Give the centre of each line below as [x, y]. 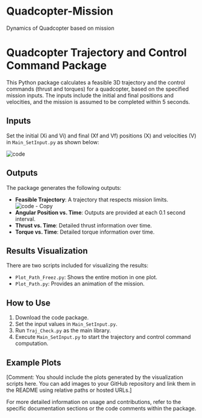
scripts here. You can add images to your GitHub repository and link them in [101, 383]
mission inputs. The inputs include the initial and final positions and [90, 95]
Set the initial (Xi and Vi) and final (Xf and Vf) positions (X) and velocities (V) [101, 136]
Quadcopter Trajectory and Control [96, 53]
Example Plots [34, 362]
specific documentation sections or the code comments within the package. [101, 408]
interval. [25, 219]
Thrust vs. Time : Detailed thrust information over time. [83, 225]
